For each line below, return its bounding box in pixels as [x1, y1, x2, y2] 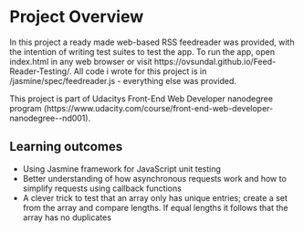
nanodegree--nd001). [9, 112, 91, 123]
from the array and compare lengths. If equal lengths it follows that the [22, 202, 289, 213]
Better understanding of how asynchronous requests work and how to [22, 173, 288, 184]
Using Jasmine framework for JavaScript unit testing [22, 163, 222, 174]
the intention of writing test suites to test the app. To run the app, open [9, 46, 276, 57]
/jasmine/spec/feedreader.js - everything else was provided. [9, 75, 237, 86]
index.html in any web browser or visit [9, 56, 152, 67]
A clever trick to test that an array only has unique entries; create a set [22, 192, 288, 203]
